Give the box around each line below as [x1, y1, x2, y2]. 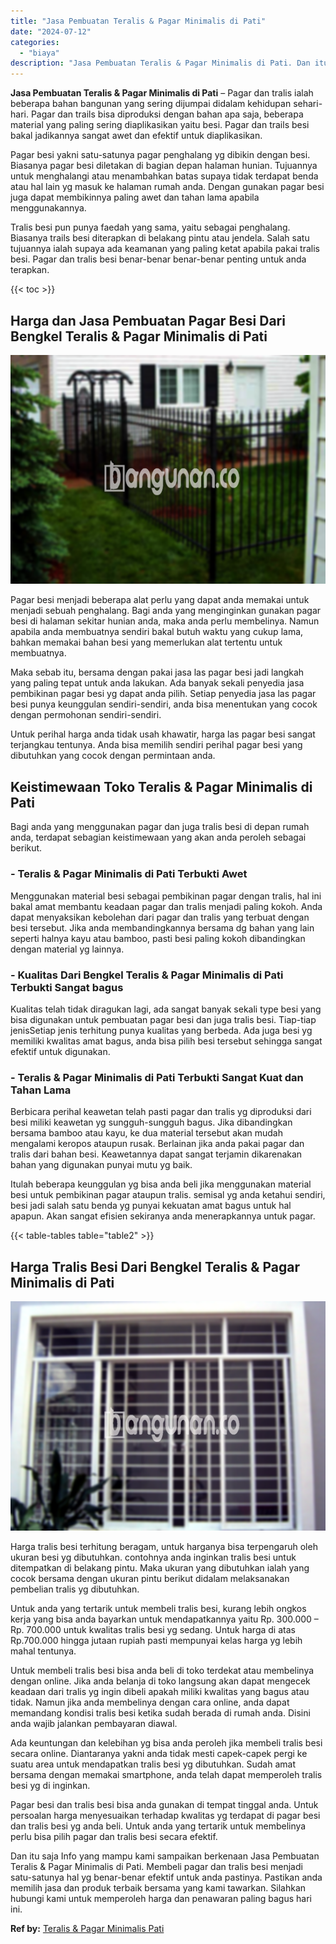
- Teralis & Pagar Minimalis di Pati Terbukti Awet [10, 867, 248, 881]
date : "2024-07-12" [10, 26, 92, 37]
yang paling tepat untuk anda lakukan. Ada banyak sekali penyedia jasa [10, 677, 305, 689]
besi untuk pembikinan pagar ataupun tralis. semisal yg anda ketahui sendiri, [10, 1189, 326, 1201]
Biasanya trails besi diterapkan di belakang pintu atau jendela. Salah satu [10, 232, 310, 244]
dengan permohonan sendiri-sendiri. [10, 709, 162, 721]
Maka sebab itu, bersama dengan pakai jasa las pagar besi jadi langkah [10, 666, 305, 679]
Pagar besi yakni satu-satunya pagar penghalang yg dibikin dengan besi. [10, 149, 311, 161]
